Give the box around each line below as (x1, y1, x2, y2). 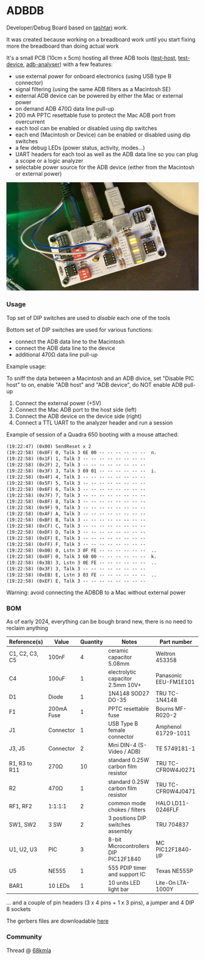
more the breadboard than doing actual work (6, 42, 119, 50)
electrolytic (107, 668, 137, 676)
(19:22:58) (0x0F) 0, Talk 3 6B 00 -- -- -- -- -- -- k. (6, 553, 157, 560)
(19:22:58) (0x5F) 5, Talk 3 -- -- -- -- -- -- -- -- (6, 480, 146, 486)
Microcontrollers (107, 843, 149, 850)
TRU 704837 (155, 821, 189, 828)
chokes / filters (107, 806, 146, 813)
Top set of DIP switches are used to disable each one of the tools (6, 314, 171, 321)
